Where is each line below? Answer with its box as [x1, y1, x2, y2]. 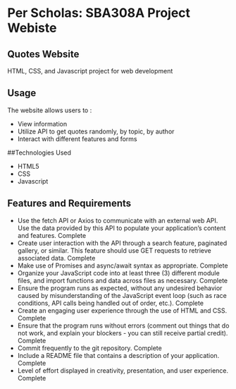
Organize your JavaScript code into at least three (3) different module [17, 268, 220, 277]
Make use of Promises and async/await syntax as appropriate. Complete [17, 261, 228, 270]
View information [17, 119, 68, 128]
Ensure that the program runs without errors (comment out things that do [17, 321, 230, 330]
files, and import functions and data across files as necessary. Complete [17, 276, 228, 285]
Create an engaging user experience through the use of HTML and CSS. [17, 306, 228, 315]
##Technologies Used [7, 148, 72, 157]
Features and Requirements [7, 198, 132, 210]
